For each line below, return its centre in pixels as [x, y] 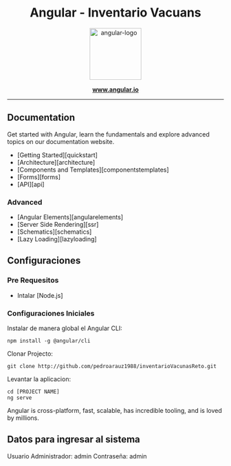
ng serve [20, 398]
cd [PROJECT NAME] [33, 392]
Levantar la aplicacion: [39, 379]
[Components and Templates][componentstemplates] [93, 170]
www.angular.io [115, 89]
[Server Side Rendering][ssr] [58, 225]
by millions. [23, 418]
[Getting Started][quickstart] [57, 155]
